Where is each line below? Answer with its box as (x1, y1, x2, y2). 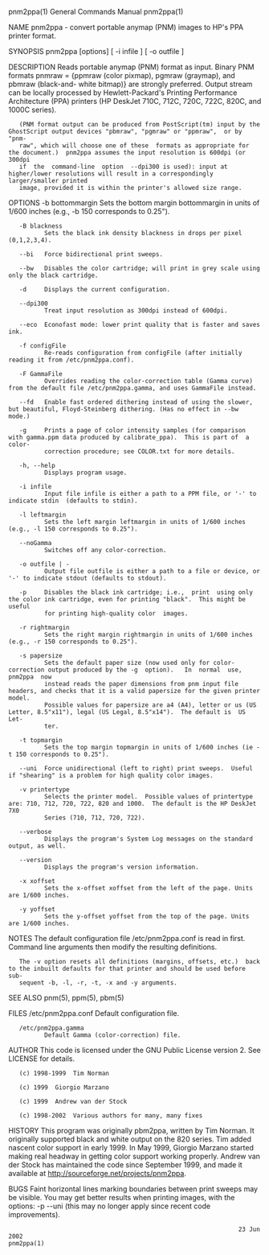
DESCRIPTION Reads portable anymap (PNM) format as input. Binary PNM (8, 62, 255, 72)
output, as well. (8, 842, 67, 850)
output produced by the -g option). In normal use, (47, 666, 243, 674)
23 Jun (238, 1225, 261, 1233)
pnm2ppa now (8, 673, 52, 681)
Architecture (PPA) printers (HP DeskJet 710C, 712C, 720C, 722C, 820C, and (8, 97, 262, 105)
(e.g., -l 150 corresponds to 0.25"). (8, 525, 138, 533)
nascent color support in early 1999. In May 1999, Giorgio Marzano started (8, 1143, 255, 1152)
